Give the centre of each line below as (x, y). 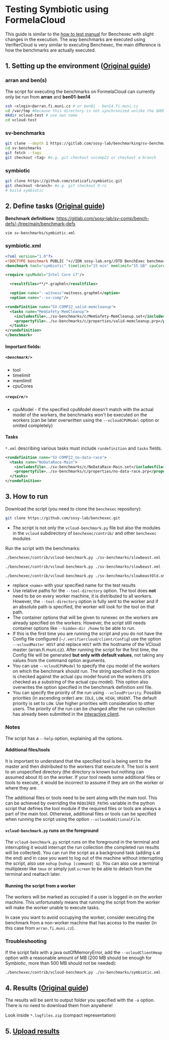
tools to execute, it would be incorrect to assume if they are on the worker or (84, 782)
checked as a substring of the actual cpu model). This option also (80, 682)
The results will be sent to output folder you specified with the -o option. (80, 1000)
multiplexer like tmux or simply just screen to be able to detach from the (78, 869)
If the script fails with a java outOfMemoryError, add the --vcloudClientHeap (84, 952)
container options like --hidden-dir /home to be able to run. (74, 628)
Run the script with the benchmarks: (43, 548)
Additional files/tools (28, 750)
